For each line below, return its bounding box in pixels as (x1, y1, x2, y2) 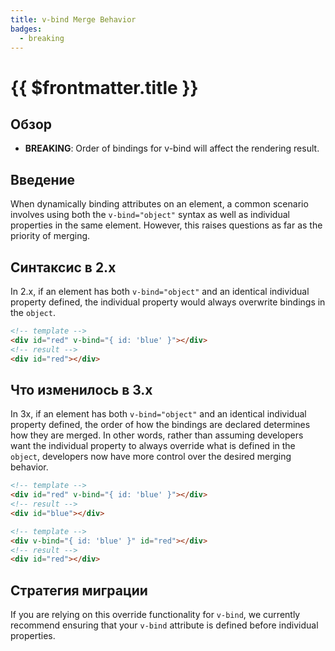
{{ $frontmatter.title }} (10, 76, 199, 99)
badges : (10, 24, 43, 34)
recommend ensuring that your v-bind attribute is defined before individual (10, 619, 319, 631)
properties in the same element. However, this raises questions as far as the (10, 219, 323, 231)
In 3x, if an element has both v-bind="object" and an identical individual (10, 408, 307, 420)
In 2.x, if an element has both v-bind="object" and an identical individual (10, 286, 310, 297)
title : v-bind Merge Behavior (10, 14, 137, 25)
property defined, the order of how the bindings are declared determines (10, 419, 311, 431)
